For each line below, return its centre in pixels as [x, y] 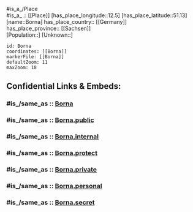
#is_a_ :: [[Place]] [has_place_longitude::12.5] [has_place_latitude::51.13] [97, 15]
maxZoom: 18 [21, 67]
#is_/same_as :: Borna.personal [54, 186]
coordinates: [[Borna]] [37, 51]
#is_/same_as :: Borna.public [50, 120]
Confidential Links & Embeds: [64, 86]
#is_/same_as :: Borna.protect [52, 153]
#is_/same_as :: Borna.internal [53, 137]
